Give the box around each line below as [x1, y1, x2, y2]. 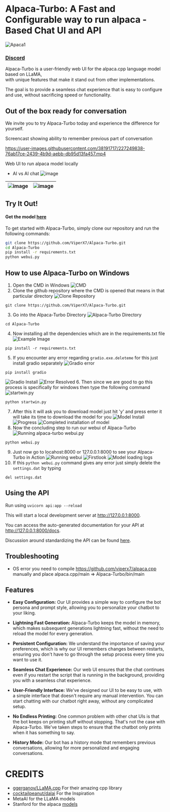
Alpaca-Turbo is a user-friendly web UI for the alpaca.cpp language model [5, 66, 161, 72]
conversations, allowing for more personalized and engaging [12, 745, 140, 751]
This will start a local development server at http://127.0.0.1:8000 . [5, 512, 141, 518]
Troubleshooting [5, 552, 59, 561]
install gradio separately [12, 360, 63, 366]
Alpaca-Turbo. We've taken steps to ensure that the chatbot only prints [12, 724, 161, 731]
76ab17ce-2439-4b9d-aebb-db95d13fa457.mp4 [5, 151, 106, 157]
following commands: [5, 230, 50, 237]
